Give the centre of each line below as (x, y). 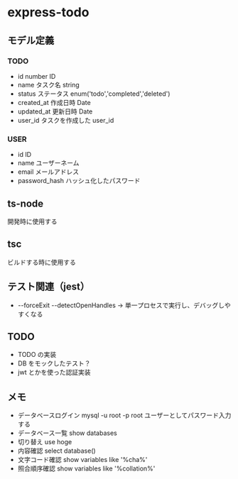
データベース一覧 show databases (67, 433)
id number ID (37, 76)
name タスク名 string (48, 84)
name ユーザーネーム (48, 163)
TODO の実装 (37, 355)
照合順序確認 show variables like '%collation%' (86, 468)
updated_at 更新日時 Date (55, 111)
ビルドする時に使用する (42, 262)
